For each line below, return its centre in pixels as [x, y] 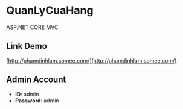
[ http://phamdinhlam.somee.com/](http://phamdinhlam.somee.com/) [91, 60]
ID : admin [27, 94]
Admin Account [36, 80]
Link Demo [27, 46]
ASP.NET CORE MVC [32, 27]
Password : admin [37, 101]
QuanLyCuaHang [50, 11]
